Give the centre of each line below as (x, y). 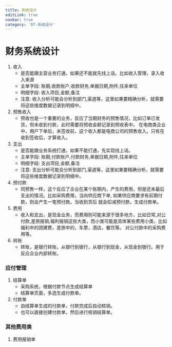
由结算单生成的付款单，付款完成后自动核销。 (68, 306)
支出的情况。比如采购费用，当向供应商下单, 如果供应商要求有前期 (89, 196)
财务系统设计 (33, 51)
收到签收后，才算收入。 (45, 137)
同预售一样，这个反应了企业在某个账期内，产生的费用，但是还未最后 (92, 189)
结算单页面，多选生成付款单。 (52, 293)
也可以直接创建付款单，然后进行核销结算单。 (68, 313)
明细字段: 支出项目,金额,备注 (50, 163)
